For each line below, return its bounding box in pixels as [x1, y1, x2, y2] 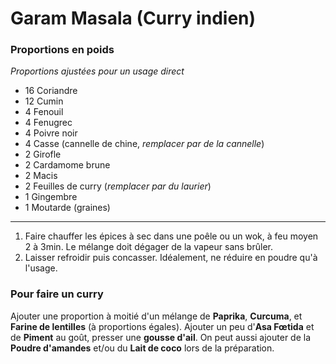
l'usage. [24, 262, 58, 274]
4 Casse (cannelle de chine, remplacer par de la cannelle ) [24, 138, 265, 150]
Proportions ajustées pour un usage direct [10, 65, 185, 77]
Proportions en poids [10, 43, 115, 57]
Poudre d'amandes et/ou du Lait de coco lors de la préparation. [10, 342, 275, 354]
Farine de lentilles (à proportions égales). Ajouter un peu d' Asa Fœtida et [10, 320, 315, 332]
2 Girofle [24, 148, 62, 161]
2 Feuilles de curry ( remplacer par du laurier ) [24, 180, 212, 192]
